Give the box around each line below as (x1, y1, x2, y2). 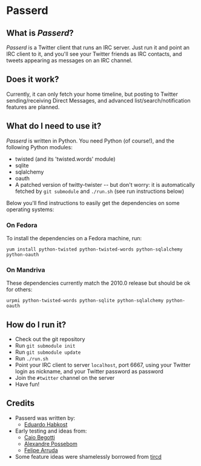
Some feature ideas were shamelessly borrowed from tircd (15, 453, 162, 460)
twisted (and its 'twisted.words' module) (15, 155, 116, 163)
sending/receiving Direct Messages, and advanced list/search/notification (6, 96, 191, 104)
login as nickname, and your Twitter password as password (15, 368, 163, 375)
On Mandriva (6, 265, 45, 274)
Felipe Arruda (24, 447, 59, 454)
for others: (6, 286, 33, 293)
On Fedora (6, 221, 38, 229)
